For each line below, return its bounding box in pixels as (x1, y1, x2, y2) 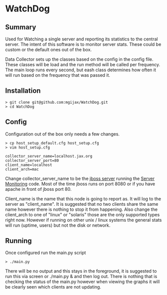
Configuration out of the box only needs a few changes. (5, 131, 120, 137)
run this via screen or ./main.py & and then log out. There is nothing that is (5, 274, 158, 280)
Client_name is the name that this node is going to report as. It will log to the (5, 195, 161, 202)
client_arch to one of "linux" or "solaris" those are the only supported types (5, 211, 160, 217)
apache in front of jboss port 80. (5, 186, 72, 192)
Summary (5, 23, 36, 31)
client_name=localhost (5, 162, 52, 167)
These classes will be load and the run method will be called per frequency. (5, 62, 161, 67)
